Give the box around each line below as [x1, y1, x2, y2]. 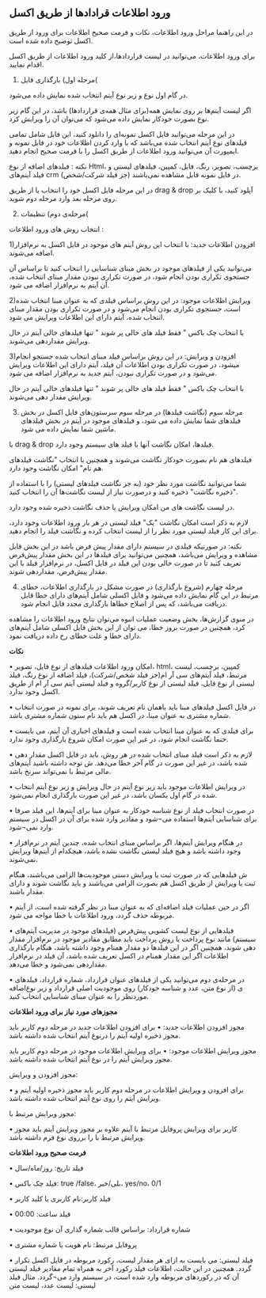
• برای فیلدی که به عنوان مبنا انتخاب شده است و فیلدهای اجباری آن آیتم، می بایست [9, 726, 254, 735]
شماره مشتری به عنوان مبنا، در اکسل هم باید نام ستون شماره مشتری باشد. [9, 710, 231, 719]
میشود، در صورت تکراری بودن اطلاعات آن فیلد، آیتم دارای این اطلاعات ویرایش [9, 359, 240, 369]
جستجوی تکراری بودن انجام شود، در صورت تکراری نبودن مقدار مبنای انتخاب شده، [9, 271, 250, 281]
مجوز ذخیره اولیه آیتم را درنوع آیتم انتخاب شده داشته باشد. [9, 1030, 181, 1040]
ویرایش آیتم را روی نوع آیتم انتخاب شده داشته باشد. [9, 1093, 161, 1103]
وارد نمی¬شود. [9, 822, 54, 832]
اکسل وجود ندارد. [9, 686, 60, 696]
